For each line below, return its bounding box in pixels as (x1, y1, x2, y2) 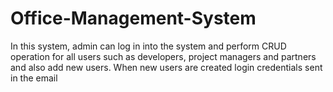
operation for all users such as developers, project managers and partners (10, 50, 317, 62)
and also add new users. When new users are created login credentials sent (10, 61, 323, 73)
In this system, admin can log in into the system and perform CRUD (10, 40, 287, 52)
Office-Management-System (10, 7, 257, 30)
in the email (10, 72, 58, 84)
